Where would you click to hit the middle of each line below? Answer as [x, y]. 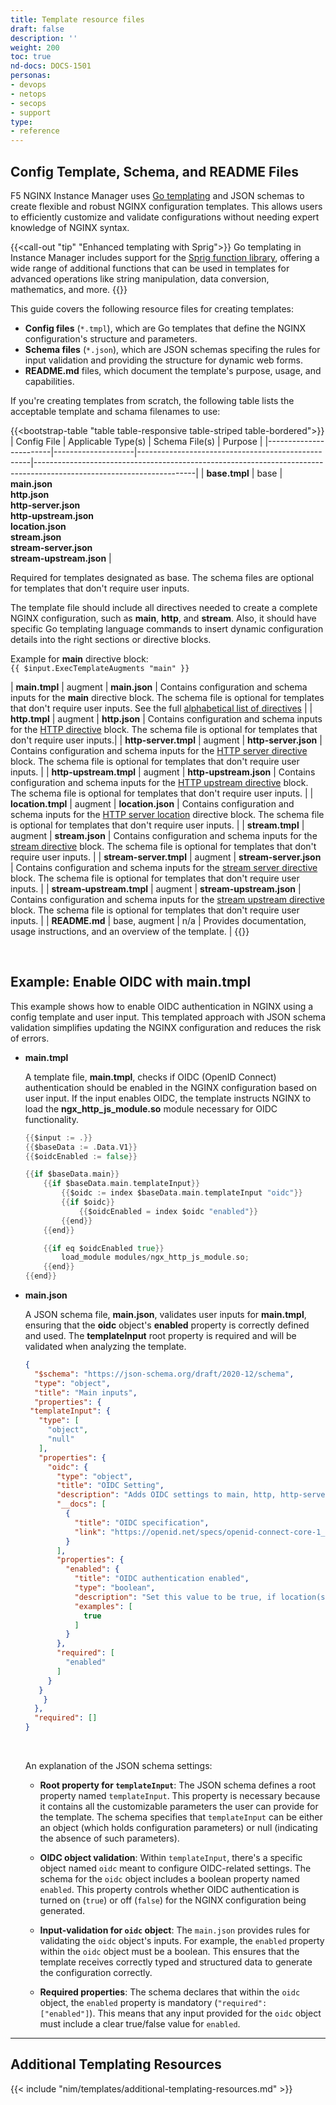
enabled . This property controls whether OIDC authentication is [169, 1889]
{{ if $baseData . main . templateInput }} [122, 1184]
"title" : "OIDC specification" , [142, 1522]
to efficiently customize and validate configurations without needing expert [165, 217]
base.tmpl [228, 473]
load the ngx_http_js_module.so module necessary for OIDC [151, 1108]
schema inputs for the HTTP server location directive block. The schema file [167, 814]
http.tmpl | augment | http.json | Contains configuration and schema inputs [166, 718]
